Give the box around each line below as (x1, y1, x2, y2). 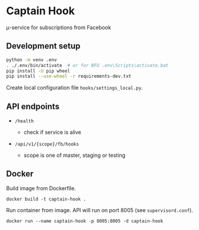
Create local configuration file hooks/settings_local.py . (6, 84, 143, 92)
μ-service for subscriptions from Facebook (6, 24, 112, 31)
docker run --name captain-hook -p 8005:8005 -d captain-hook (6, 218, 163, 224)
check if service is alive (23, 129, 81, 136)
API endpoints (6, 101, 60, 111)
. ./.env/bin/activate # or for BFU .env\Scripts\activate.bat (6, 62, 169, 68)
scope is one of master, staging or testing (23, 152, 126, 159)
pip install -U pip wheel (6, 68, 70, 74)
